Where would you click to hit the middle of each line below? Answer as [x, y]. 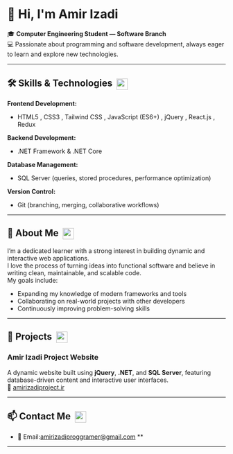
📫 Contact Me [39, 416]
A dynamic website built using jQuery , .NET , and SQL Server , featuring [109, 372]
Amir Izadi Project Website [53, 358]
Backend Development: [42, 137]
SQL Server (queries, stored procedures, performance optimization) [114, 178]
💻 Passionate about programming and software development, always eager [116, 44]
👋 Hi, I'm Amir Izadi [63, 14]
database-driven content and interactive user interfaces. [88, 380]
